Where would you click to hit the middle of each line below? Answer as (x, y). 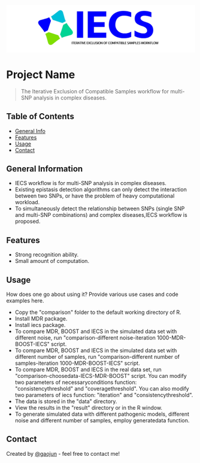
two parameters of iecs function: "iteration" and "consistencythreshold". (104, 395)
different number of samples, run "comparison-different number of (97, 357)
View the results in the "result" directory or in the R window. (89, 408)
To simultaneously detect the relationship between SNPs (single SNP (100, 208)
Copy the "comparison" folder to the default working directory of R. (98, 312)
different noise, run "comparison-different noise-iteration (85, 338)
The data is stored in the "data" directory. (66, 401)
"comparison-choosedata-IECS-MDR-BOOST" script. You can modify (101, 376)
